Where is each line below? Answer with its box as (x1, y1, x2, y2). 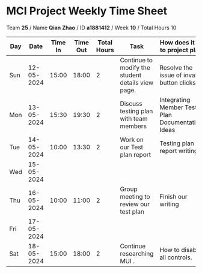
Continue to (120, 56, 153, 64)
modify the (120, 63, 150, 71)
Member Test (159, 103, 197, 112)
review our (120, 200, 150, 208)
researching (120, 249, 154, 257)
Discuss (120, 99, 142, 107)
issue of (159, 71, 182, 79)
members (120, 122, 147, 130)
